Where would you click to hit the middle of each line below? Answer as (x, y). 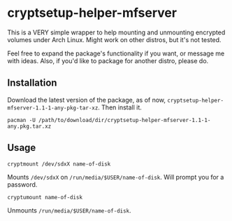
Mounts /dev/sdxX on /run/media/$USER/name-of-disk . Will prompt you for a (116, 177)
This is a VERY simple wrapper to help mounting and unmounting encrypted (116, 32)
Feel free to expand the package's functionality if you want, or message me (116, 53)
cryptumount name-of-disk (45, 197)
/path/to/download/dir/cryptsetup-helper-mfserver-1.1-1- (124, 120)
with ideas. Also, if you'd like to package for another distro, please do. (108, 60)
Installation (32, 83)
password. (22, 185)
